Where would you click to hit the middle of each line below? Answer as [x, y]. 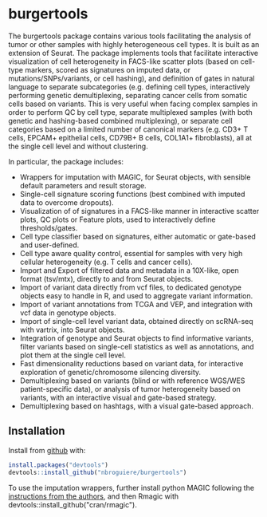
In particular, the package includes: [66, 161]
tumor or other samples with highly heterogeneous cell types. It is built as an [134, 44]
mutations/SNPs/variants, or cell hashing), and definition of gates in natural [132, 78]
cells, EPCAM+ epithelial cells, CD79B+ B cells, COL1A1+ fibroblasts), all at [130, 137]
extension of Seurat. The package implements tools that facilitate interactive [133, 53]
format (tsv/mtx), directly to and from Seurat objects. [106, 278]
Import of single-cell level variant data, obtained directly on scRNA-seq [136, 321]
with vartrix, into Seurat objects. [72, 330]
